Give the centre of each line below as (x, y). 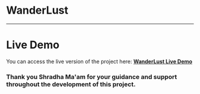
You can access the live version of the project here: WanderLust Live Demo (99, 61)
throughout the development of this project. (71, 84)
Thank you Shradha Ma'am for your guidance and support (92, 77)
